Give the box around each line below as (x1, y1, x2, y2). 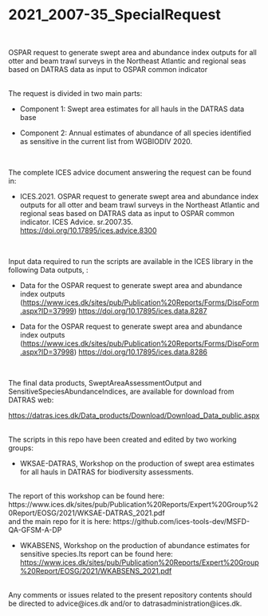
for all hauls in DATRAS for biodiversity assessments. (19, 466, 194, 477)
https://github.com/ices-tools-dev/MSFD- (112, 516, 250, 526)
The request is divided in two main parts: (8, 88, 143, 98)
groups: (8, 442, 34, 453)
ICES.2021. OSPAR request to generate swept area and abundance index (19, 191, 259, 201)
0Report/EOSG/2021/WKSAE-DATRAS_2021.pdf (8, 508, 165, 518)
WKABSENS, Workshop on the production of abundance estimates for (19, 540, 250, 550)
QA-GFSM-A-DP (8, 525, 62, 534)
